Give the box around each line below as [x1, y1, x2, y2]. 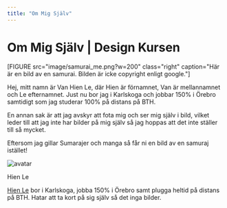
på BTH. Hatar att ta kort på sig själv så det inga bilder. [7, 193, 162, 201]
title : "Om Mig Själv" [7, 10, 72, 17]
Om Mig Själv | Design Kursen [7, 39, 181, 55]
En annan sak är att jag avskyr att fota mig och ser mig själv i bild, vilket [7, 111, 210, 119]
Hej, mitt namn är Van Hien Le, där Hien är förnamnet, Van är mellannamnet [7, 83, 221, 91]
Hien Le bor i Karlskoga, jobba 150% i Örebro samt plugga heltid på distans [7, 186, 220, 194]
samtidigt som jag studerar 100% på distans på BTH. [7, 97, 156, 106]
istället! [7, 146, 28, 154]
